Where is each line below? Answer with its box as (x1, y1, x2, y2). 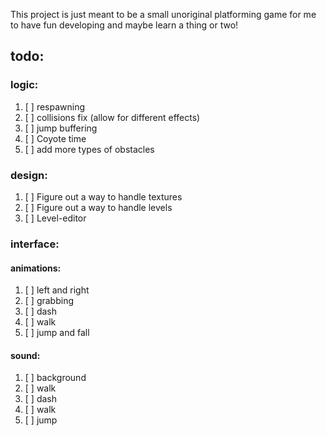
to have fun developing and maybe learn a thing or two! (10, 19, 239, 31)
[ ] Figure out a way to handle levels (24, 201, 173, 213)
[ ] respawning (24, 100, 86, 113)
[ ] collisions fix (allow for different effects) (24, 111, 201, 123)
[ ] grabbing (24, 295, 74, 307)
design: (10, 168, 48, 182)
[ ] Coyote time (24, 132, 87, 144)
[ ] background (24, 372, 87, 384)
